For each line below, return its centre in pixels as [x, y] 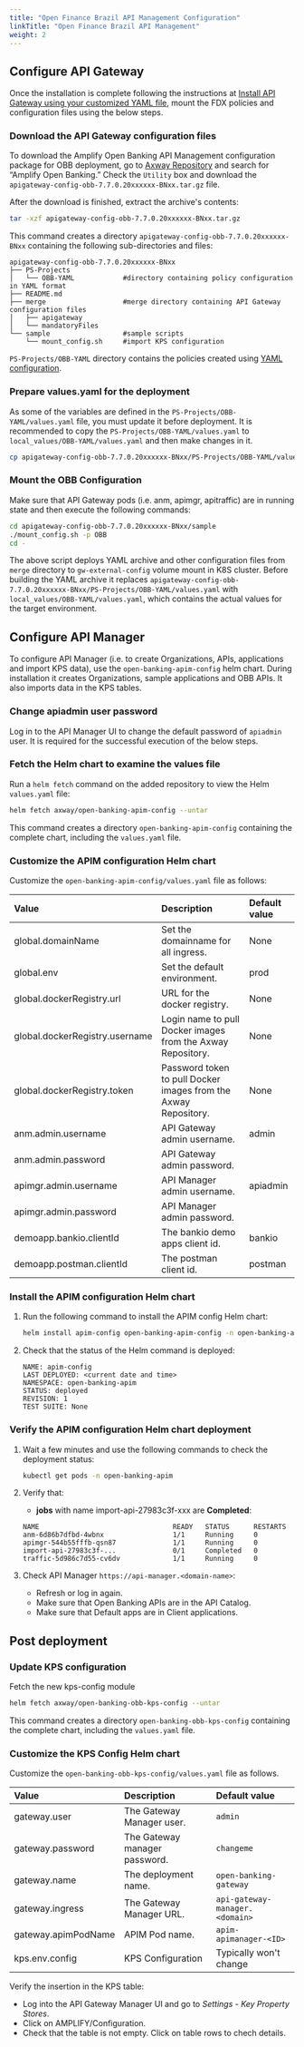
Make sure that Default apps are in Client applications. [137, 1613]
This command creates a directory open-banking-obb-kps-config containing [150, 1720]
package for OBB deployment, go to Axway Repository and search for [139, 165]
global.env [36, 973]
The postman [190, 1259]
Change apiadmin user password [84, 711]
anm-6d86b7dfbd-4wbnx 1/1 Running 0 [140, 1535]
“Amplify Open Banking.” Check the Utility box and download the [133, 175]
